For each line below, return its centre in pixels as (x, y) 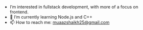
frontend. (19, 12)
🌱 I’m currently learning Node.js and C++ (51, 17)
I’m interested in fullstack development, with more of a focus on (74, 7)
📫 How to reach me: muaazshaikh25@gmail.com (60, 22)
